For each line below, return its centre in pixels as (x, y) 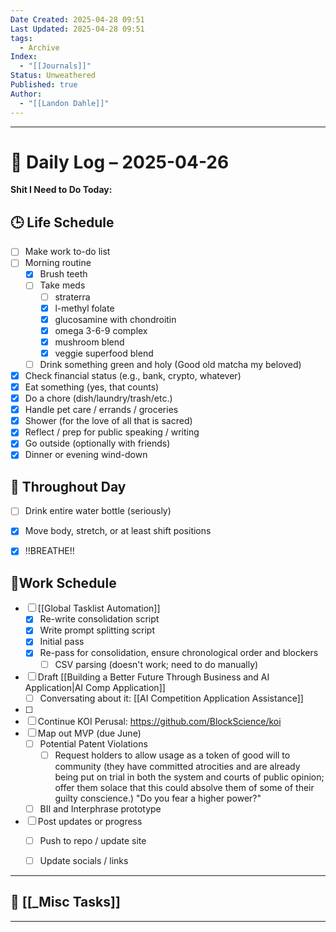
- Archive (39, 47)
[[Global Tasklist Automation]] (99, 608)
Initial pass (62, 642)
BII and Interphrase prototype (100, 808)
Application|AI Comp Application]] (95, 687)
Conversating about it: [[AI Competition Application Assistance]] (171, 698)
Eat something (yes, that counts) (92, 387)
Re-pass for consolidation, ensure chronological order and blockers (179, 653)
